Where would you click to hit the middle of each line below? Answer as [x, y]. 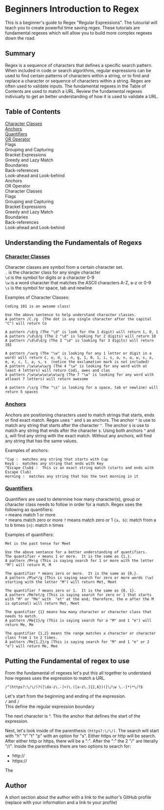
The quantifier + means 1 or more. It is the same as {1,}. [69, 556]
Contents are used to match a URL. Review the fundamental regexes [74, 91]
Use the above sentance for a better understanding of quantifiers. [76, 552]
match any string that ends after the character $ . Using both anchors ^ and [80, 430]
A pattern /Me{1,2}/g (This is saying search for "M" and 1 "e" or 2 [77, 642]
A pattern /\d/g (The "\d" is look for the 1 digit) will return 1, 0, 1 [82, 332]
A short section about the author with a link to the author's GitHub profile [78, 797]
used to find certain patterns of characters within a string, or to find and [77, 75]
